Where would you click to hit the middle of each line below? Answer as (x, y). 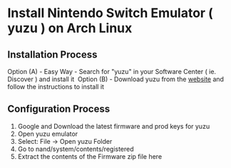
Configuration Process (59, 109)
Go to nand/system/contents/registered (76, 149)
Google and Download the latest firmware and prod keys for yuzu (114, 126)
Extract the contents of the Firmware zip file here (90, 156)
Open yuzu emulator (48, 134)
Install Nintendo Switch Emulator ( (111, 13)
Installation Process (52, 54)
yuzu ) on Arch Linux (70, 28)
